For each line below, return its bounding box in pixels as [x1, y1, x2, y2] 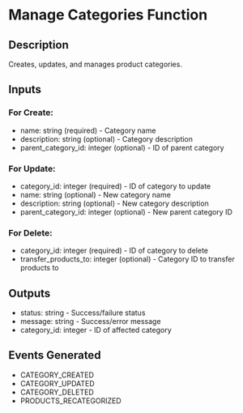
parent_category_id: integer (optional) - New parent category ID [19, 206, 233, 216]
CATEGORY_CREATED [19, 370, 95, 380]
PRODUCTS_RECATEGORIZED [19, 395, 122, 406]
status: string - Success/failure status [19, 308, 146, 317]
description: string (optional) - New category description [19, 198, 209, 208]
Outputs [8, 286, 51, 300]
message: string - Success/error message [19, 317, 161, 326]
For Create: [8, 107, 54, 118]
